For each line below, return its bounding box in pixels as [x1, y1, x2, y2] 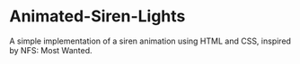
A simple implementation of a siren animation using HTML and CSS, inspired [9, 36, 292, 46]
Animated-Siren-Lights [9, 6, 186, 27]
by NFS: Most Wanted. [9, 44, 93, 55]
